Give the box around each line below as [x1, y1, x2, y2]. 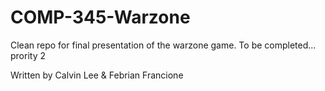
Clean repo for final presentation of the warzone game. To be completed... [10, 39, 317, 51]
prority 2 [10, 49, 46, 61]
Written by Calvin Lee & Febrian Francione [10, 69, 184, 81]
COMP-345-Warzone [10, 6, 191, 29]
